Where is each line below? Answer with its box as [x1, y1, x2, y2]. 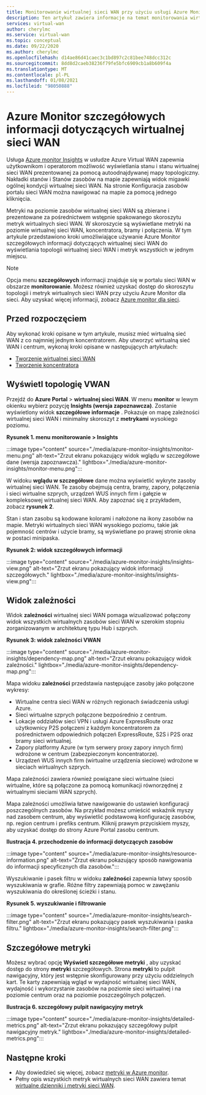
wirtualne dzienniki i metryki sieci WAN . [15, 1082, 115, 1089]
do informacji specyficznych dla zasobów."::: [6, 863, 120, 870]
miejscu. [6, 252, 28, 259]
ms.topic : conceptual [6, 37, 62, 44]
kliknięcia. [6, 194, 32, 202]
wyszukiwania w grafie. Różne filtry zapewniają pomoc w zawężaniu [6, 882, 180, 889]
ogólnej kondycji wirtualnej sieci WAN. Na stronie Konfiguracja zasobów [6, 182, 188, 189]
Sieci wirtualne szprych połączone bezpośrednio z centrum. [15, 711, 167, 718]
